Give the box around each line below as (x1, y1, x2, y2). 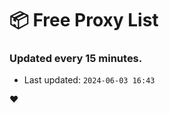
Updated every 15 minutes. (9, 52, 143, 66)
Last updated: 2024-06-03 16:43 (23, 74, 156, 86)
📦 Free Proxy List (9, 9, 159, 32)
